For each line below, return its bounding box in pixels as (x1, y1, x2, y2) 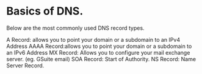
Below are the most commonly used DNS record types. (6, 24, 145, 32)
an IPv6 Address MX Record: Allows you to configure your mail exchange (6, 49, 190, 56)
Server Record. (6, 62, 45, 69)
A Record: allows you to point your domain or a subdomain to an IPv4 (6, 36, 181, 43)
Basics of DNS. (6, 4, 84, 18)
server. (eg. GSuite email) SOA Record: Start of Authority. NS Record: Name (6, 55, 197, 62)
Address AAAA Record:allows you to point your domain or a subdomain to (6, 42, 192, 50)
